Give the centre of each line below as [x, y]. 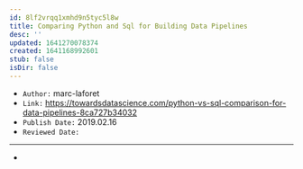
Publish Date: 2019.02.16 [69, 121]
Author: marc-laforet [61, 93]
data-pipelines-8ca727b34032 [80, 112]
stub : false [32, 59]
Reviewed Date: [51, 132]
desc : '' [26, 34]
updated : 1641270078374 [54, 43]
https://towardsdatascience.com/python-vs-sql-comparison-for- [165, 102]
